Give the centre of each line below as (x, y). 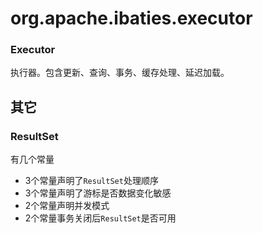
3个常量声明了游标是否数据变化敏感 (98, 193)
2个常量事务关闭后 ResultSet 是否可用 (100, 218)
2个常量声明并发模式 (67, 206)
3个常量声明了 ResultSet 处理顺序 (91, 181)
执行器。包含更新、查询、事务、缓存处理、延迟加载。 (120, 73)
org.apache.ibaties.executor (131, 18)
